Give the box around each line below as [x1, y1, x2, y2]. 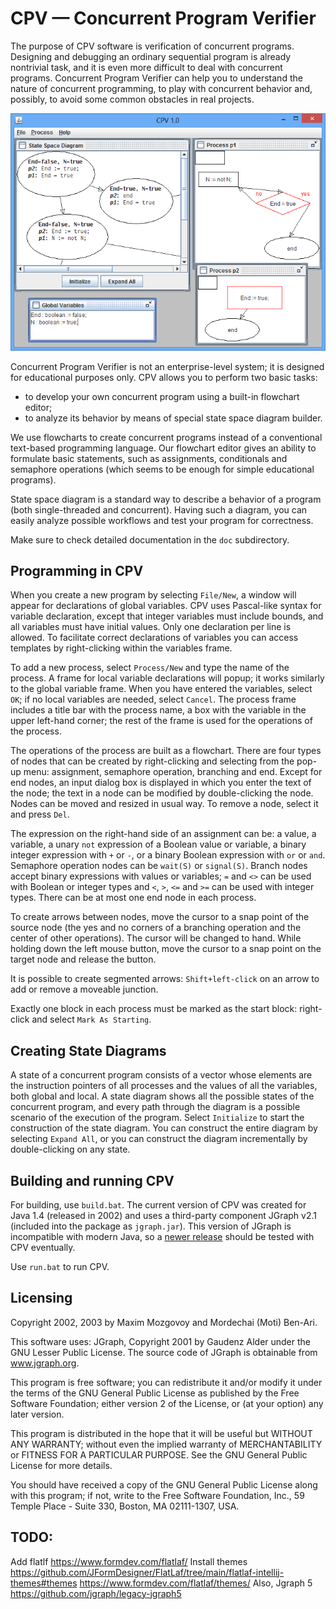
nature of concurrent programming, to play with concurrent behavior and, [10, 82, 313, 94]
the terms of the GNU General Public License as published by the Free [10, 1387, 300, 1399]
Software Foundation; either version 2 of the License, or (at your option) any [10, 1397, 324, 1409]
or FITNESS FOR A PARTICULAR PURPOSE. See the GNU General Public [10, 1448, 308, 1461]
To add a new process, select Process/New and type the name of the [10, 662, 290, 674]
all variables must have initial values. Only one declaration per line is [10, 621, 292, 633]
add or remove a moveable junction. [10, 983, 159, 996]
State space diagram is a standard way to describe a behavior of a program [10, 493, 322, 505]
